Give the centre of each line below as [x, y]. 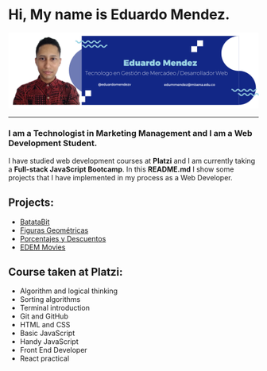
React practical [44, 358]
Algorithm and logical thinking [68, 291]
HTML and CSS [45, 325]
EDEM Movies [43, 247]
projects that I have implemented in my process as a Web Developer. [120, 177]
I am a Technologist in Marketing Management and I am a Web [130, 133]
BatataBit [35, 222]
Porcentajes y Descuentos [63, 238]
